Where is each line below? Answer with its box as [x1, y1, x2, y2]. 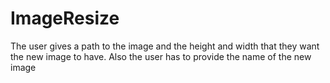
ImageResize [10, 7, 120, 30]
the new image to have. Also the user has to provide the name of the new [10, 50, 312, 62]
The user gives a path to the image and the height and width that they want [10, 40, 320, 52]
